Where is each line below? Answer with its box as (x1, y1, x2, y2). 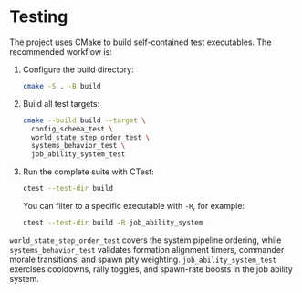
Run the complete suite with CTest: (22, 166, 155, 177)
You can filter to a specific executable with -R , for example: (22, 201, 245, 212)
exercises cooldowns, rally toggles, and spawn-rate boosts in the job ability (9, 263, 294, 275)
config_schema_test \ (31, 124, 114, 133)
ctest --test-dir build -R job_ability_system (22, 218, 203, 227)
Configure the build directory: (22, 64, 134, 75)
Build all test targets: (22, 98, 100, 109)
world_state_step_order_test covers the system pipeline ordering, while (9, 235, 282, 246)
